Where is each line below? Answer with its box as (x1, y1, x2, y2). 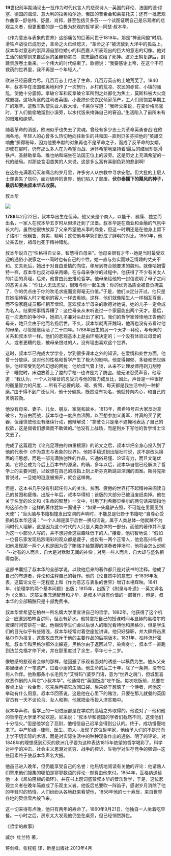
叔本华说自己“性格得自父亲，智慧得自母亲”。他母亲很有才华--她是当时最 (5, 250, 156, 256)
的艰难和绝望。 (5, 116, 37, 122)
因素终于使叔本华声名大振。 (9, 752, 68, 758)
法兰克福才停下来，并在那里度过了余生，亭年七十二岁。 (9, 647, 126, 654)
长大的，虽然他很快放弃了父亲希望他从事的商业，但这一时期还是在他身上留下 (5, 227, 166, 232)
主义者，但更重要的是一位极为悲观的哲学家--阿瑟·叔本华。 (9, 24, 131, 30)
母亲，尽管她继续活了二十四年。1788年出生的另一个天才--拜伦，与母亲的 (9, 327, 162, 332)
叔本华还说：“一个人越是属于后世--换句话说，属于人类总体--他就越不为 (14, 517, 163, 523)
